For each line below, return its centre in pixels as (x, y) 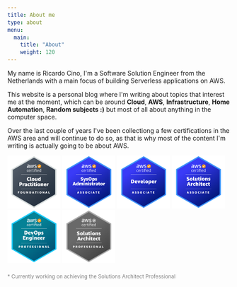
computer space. (32, 117)
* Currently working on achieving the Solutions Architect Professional (91, 276)
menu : (15, 30)
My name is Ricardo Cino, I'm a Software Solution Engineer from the (106, 73)
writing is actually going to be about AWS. (68, 146)
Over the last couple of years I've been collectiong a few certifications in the (118, 130)
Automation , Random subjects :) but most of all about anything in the (109, 109)
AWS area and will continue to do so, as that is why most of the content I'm (117, 138)
